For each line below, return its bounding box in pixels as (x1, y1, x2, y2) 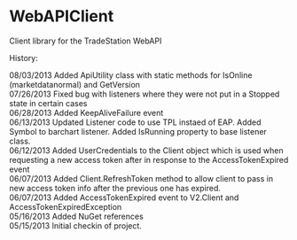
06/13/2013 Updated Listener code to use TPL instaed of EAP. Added (9, 117, 262, 128)
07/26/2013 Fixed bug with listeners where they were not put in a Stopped (9, 89, 280, 99)
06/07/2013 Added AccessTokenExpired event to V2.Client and (9, 192, 239, 203)
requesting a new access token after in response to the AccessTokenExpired (9, 154, 289, 165)
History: (9, 52, 38, 63)
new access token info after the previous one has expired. (9, 182, 222, 193)
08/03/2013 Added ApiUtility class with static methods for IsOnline (9, 69, 253, 81)
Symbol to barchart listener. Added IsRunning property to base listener (9, 126, 268, 136)
